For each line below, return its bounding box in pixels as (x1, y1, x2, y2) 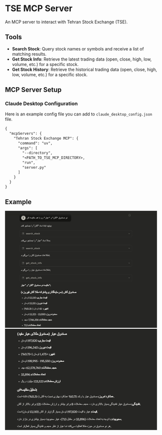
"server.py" (22, 165, 47, 170)
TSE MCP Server (5, 3, 73, 14)
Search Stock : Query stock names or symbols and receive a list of (12, 46, 144, 51)
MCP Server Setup (5, 86, 62, 94)
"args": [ (17, 146, 38, 151)
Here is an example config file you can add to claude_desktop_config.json (5, 111, 153, 117)
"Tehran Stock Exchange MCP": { (13, 136, 79, 141)
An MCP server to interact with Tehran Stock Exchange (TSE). (5, 19, 128, 25)
